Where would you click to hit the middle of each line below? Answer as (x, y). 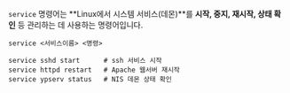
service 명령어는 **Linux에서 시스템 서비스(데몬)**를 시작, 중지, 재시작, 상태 (140, 14)
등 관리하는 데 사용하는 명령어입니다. (80, 25)
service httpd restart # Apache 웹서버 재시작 (94, 70)
